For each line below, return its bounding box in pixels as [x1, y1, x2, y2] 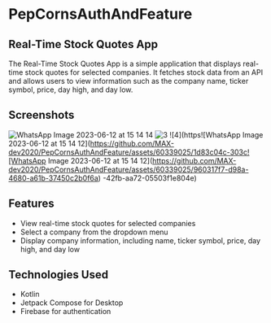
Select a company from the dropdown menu [20, 227, 168, 237]
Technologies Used [8, 268, 108, 282]
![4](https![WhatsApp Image [169, 129, 264, 139]
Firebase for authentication [20, 307, 111, 316]
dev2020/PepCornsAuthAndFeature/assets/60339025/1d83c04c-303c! [8, 147, 250, 157]
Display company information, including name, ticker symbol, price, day [20, 235, 261, 245]
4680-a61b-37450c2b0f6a [8, 172, 99, 183]
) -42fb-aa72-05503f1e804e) [98, 172, 197, 183]
